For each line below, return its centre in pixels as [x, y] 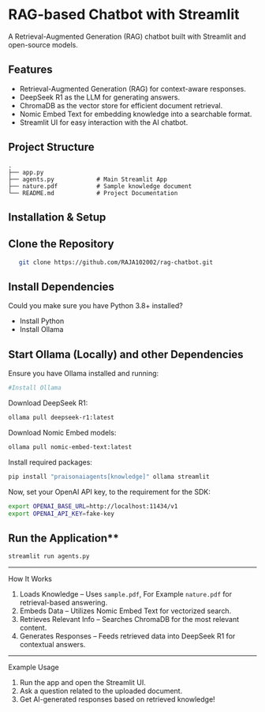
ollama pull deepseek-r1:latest [61, 418]
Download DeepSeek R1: [48, 403]
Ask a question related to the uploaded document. [101, 691]
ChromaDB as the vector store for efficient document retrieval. [121, 105]
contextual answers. [52, 645]
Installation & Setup [57, 217]
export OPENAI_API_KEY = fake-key [61, 514]
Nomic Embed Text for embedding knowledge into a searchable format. [136, 114]
